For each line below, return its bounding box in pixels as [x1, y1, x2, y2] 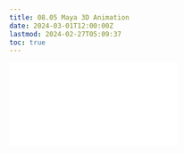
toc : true [9, 37, 46, 47]
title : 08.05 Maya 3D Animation [9, 12, 130, 22]
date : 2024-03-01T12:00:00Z [9, 21, 114, 30]
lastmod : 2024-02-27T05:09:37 [9, 29, 122, 38]
